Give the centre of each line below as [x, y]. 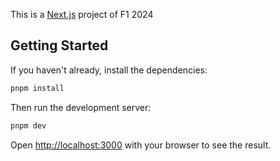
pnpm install [37, 88]
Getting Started [59, 45]
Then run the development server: [81, 107]
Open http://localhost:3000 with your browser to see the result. [141, 145]
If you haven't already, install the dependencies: [109, 70]
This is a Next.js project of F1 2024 [82, 14]
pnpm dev [28, 125]
